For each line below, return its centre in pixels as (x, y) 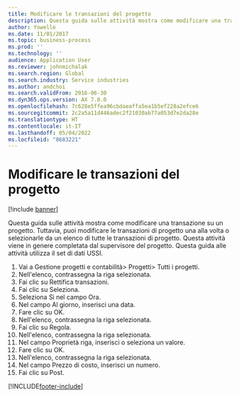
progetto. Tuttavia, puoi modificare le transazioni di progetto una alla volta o (119, 231)
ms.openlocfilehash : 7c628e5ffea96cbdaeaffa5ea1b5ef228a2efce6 (104, 107)
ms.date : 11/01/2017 (39, 34)
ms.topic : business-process (50, 40)
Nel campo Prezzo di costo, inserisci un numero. (89, 365)
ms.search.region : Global (46, 73)
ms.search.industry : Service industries (69, 80)
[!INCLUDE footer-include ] (46, 386)
